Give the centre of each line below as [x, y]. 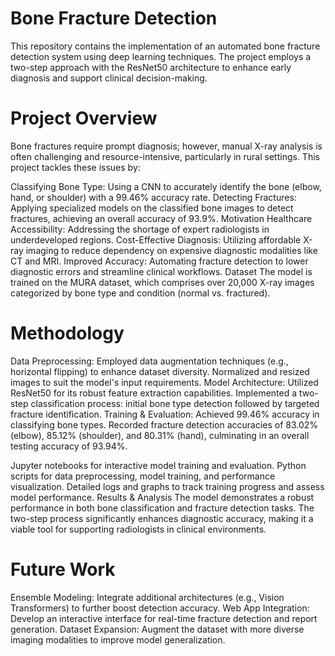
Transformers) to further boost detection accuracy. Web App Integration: [160, 608]
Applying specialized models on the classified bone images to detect [152, 208]
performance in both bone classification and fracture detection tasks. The [162, 508]
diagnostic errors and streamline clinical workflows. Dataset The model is [161, 271]
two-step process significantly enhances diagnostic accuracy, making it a [162, 518]
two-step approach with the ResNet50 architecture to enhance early [151, 67]
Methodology [67, 333]
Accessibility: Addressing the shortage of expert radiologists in [140, 229]
